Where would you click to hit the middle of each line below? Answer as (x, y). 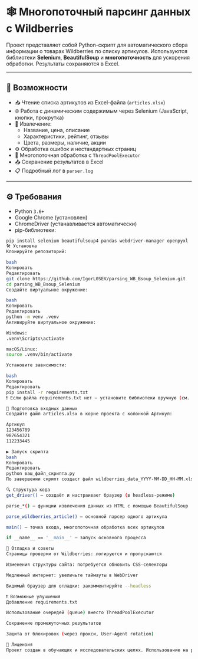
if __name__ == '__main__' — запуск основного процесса (76, 538)
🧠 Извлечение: (33, 124)
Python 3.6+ (29, 211)
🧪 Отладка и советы (30, 549)
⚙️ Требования (34, 197)
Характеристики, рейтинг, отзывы (66, 136)
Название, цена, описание (57, 130)
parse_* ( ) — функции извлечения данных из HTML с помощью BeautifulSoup (97, 506)
